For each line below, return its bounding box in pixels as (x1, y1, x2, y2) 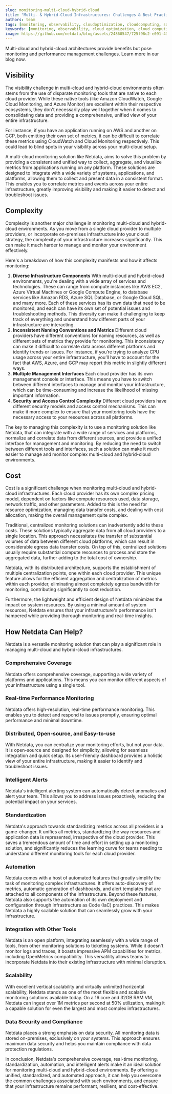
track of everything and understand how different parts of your (12, 316, 145, 322)
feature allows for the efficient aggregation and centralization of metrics (5, 576, 157, 582)
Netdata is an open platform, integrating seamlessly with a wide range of (5, 937, 159, 943)
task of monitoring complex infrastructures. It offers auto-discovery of (5, 880, 154, 887)
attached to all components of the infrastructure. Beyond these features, (5, 891, 158, 897)
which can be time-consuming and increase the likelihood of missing (12, 387, 158, 393)
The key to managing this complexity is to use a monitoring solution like (5, 424, 156, 430)
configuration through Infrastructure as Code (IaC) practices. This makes (5, 902, 159, 908)
